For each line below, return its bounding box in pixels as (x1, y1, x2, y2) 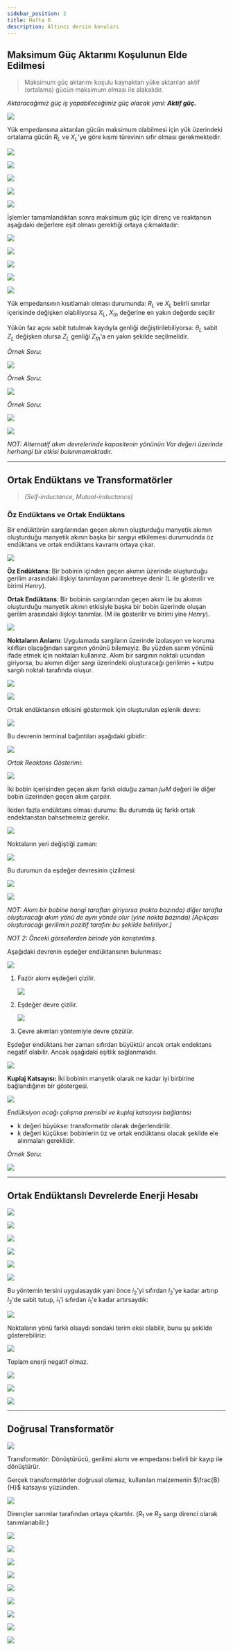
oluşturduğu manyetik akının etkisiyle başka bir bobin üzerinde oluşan (7, 603, 207, 611)
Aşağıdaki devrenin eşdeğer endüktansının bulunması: (7, 948, 162, 956)
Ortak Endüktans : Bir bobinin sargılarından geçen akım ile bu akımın (7, 595, 202, 603)
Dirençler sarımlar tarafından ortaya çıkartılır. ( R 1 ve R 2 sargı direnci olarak (7, 1509, 218, 1520)
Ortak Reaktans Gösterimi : (7, 758, 83, 767)
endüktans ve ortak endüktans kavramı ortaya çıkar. (7, 540, 155, 549)
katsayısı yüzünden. (22, 1483, 80, 1491)
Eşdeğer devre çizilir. (17, 1000, 78, 1009)
